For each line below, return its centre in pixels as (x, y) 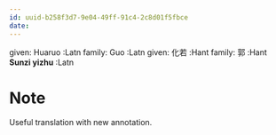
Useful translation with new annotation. (81, 123)
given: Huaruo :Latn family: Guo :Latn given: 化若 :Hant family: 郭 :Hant (138, 52)
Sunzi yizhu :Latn (42, 62)
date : (19, 26)
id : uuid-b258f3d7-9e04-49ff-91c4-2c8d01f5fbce (99, 17)
